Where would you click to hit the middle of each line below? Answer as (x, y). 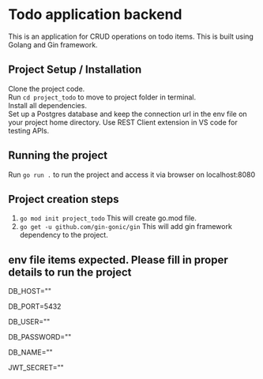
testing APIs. (29, 130)
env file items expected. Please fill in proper (118, 259)
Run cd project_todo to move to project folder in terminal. (102, 97)
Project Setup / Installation (75, 70)
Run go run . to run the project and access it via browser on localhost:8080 (132, 174)
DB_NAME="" (30, 352)
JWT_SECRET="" (36, 368)
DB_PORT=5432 (35, 306)
